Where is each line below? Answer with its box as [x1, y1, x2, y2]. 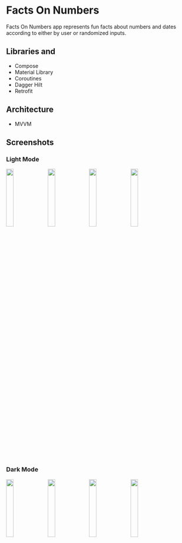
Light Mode [6, 155, 39, 163]
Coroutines [14, 75, 42, 82]
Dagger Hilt [14, 81, 43, 88]
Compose [14, 62, 39, 69]
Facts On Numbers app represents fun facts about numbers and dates [6, 23, 177, 30]
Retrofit [14, 87, 33, 95]
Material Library [14, 69, 54, 76]
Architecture [6, 105, 54, 115]
